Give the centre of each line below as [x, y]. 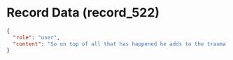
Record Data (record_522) [83, 13]
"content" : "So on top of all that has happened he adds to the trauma [120, 44]
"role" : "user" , [36, 37]
